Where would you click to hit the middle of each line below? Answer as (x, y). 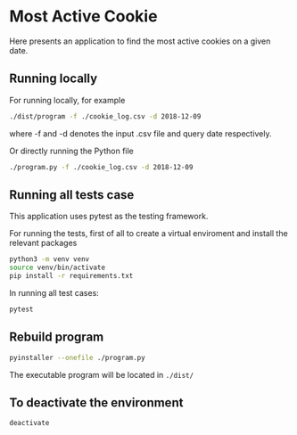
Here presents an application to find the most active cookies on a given (140, 41)
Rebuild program (57, 337)
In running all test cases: (54, 292)
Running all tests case (72, 195)
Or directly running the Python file (71, 151)
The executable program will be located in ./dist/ (102, 374)
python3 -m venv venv (49, 259)
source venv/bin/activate (57, 268)
